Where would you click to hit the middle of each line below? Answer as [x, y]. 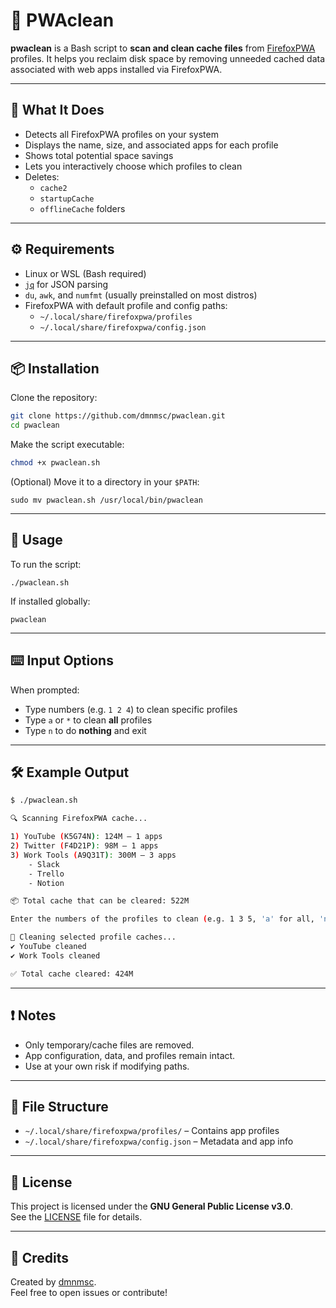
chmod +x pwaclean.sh [55, 463]
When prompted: [45, 690]
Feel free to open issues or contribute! [89, 1292]
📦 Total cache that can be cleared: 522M [100, 901]
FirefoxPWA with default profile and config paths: [126, 305]
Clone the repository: [54, 398]
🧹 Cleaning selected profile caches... [93, 937]
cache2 [53, 188]
